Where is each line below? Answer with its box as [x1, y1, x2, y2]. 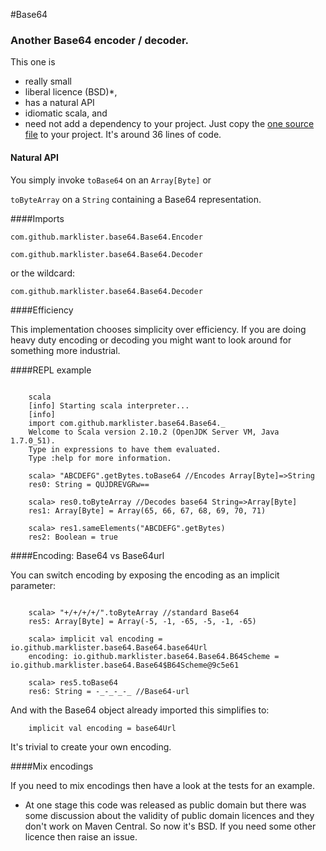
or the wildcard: [10, 267, 76, 279]
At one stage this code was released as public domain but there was [24, 799, 307, 811]
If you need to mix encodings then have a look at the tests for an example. [10, 779, 315, 791]
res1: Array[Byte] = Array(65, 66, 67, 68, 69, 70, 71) [28, 505, 267, 516]
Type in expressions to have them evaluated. [28, 444, 222, 454]
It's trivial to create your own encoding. [10, 740, 172, 753]
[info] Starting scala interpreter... [28, 400, 190, 411]
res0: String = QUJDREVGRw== [28, 479, 150, 489]
